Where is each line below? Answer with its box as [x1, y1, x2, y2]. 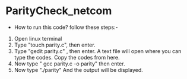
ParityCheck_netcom [5, 4, 112, 18]
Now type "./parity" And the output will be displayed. [14, 66, 143, 73]
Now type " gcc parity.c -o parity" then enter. [14, 60, 125, 67]
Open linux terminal [14, 35, 62, 42]
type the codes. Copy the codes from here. [14, 54, 120, 61]
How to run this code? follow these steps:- [14, 24, 118, 31]
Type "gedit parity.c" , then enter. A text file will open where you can [14, 47, 182, 54]
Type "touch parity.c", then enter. [14, 41, 96, 48]
